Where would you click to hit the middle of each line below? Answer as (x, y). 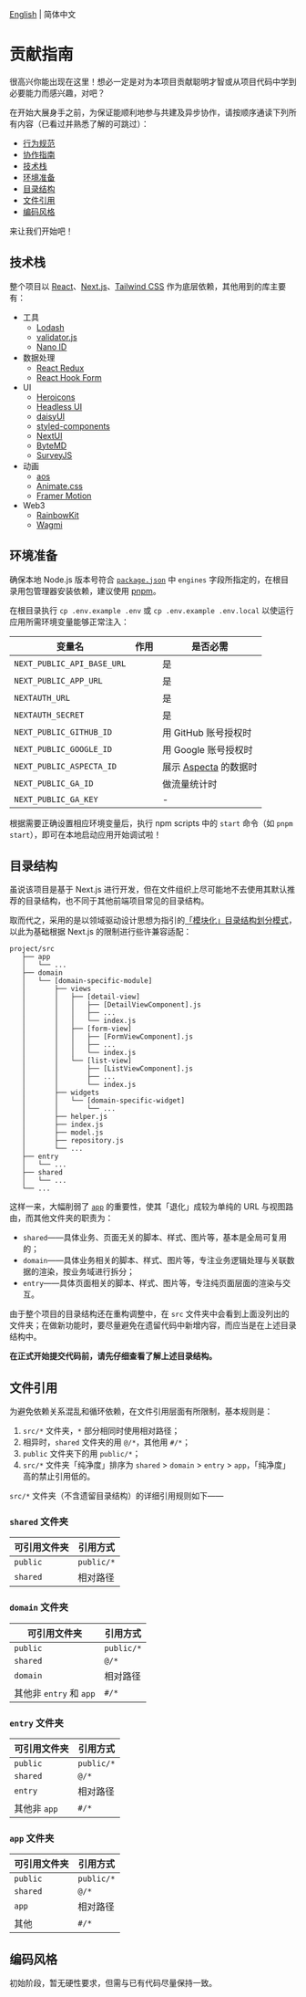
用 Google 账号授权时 (208, 749)
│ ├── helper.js (64, 1117)
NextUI (49, 435)
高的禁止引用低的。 (59, 1477)
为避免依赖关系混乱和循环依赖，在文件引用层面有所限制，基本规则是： (141, 1411)
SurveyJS (54, 455)
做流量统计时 (190, 784)
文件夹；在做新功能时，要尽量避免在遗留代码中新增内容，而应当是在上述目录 (153, 1325)
